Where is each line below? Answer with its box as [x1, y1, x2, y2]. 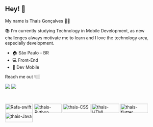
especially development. [5, 40, 55, 46]
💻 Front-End [12, 57, 38, 63]
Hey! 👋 [5, 5, 26, 13]
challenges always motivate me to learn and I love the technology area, [5, 35, 149, 41]
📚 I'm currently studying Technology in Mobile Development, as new [5, 27, 145, 33]
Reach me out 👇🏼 [5, 74, 41, 79]
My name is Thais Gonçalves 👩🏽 [5, 18, 70, 24]
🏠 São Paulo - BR [12, 50, 49, 55]
